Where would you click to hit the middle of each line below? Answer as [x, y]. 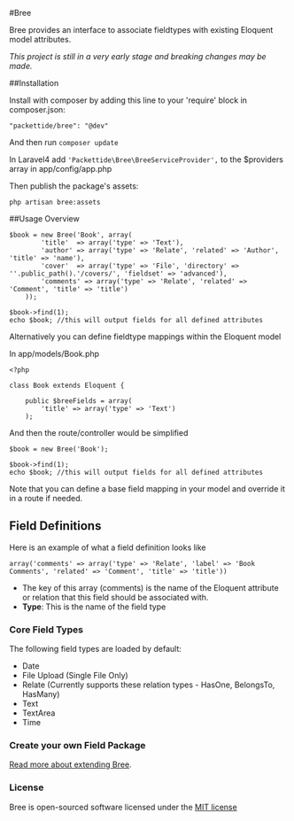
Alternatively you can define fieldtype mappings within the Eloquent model [145, 337]
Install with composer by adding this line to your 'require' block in [128, 100]
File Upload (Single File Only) [75, 676]
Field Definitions [55, 526]
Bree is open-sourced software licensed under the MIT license [123, 807]
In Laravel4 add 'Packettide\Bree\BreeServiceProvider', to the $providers [146, 159]
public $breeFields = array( [79, 401]
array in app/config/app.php [61, 169]
